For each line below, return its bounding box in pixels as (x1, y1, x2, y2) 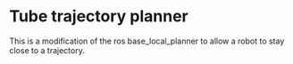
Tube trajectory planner (9, 6, 189, 27)
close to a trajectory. (9, 44, 85, 55)
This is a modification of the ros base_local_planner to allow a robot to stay (9, 36, 285, 46)
